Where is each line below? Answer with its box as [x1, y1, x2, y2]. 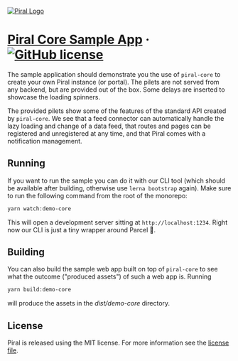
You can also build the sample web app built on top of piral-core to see [7, 265, 218, 274]
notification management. [7, 136, 83, 145]
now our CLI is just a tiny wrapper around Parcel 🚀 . [7, 225, 156, 234]
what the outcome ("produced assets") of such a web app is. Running [7, 272, 212, 281]
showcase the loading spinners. [7, 92, 101, 101]
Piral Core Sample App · [7, 32, 151, 48]
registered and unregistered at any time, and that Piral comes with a [7, 129, 206, 138]
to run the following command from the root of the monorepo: [7, 191, 188, 200]
